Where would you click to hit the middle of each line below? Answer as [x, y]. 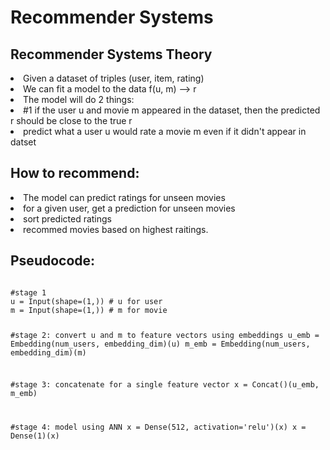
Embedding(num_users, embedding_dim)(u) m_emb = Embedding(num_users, [160, 344]
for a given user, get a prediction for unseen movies [129, 208]
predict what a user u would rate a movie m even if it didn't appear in [165, 131]
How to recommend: [75, 173]
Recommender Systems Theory [111, 54]
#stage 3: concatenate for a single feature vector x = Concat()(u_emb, [165, 385]
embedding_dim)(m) [48, 352]
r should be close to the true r [71, 120]
